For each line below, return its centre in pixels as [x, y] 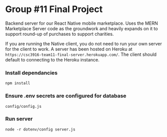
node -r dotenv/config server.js [40, 129]
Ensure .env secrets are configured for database [66, 96]
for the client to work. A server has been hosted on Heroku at [69, 49]
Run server [19, 119]
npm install [18, 83]
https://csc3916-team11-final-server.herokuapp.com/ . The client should [81, 54]
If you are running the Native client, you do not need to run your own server [84, 43]
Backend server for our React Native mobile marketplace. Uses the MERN [81, 23]
